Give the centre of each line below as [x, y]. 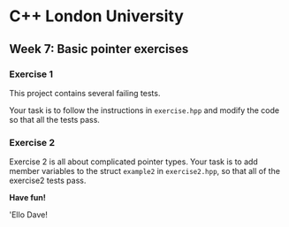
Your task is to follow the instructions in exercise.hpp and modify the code [144, 110]
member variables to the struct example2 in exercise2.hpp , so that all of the [145, 171]
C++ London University [96, 16]
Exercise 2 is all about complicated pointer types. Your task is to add [133, 162]
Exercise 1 [31, 74]
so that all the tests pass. [54, 119]
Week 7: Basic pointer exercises [99, 49]
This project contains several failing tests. [85, 93]
